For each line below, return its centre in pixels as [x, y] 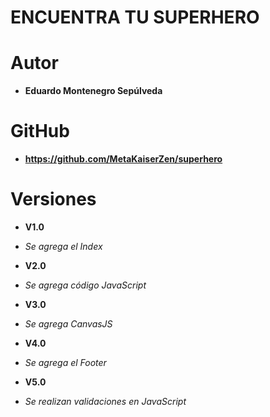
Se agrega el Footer [65, 362]
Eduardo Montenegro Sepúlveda [93, 91]
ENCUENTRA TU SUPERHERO [135, 17]
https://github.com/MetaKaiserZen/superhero [123, 159]
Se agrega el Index [63, 246]
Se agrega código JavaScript [85, 285]
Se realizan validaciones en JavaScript [105, 401]
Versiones [53, 199]
